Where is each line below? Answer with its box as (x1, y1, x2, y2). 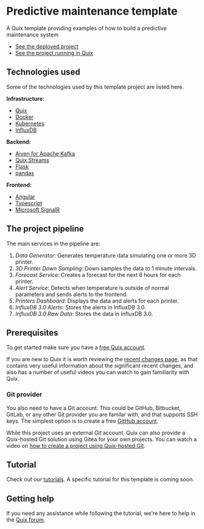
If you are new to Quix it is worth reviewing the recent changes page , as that (6, 356, 198, 363)
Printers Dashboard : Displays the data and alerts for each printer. (15, 297, 179, 304)
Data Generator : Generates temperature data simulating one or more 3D (15, 251, 197, 259)
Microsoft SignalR (15, 206, 60, 213)
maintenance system (6, 31, 59, 38)
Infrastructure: (6, 95, 44, 102)
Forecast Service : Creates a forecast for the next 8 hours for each (15, 271, 181, 278)
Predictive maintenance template (6, 4, 178, 18)
